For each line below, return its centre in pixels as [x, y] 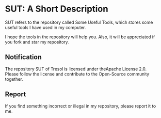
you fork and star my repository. [37, 42]
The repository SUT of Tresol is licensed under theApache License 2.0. [76, 69]
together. [14, 79]
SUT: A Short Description [56, 9]
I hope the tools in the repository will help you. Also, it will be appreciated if [80, 37]
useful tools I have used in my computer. [46, 27]
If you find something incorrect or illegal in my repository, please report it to [80, 106]
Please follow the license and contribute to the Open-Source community [77, 74]
